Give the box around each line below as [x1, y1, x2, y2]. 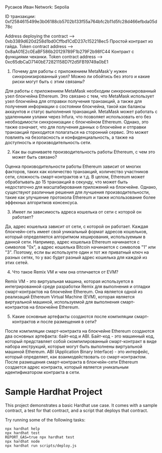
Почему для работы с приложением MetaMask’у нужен [12, 68, 127, 74]
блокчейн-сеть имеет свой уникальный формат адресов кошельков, [5, 229, 147, 234]
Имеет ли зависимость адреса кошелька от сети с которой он [12, 209, 142, 215]
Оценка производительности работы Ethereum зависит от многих [5, 163, 141, 169]
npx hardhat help [5, 426, 40, 431]
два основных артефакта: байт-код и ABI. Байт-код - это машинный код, [5, 333, 155, 339]
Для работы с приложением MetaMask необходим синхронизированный [5, 88, 156, 94]
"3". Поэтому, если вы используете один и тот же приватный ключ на [5, 249, 149, 255]
